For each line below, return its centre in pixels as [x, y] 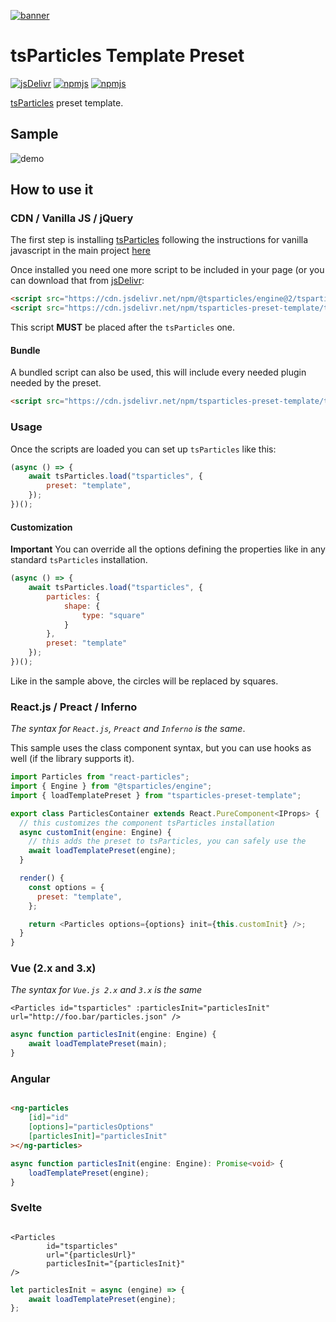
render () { [42, 878]
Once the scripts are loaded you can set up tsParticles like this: [143, 449]
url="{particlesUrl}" [91, 1255]
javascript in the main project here [80, 251]
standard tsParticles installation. [79, 560]
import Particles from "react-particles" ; [100, 777]
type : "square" [113, 615]
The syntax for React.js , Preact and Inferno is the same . [128, 729]
